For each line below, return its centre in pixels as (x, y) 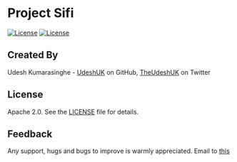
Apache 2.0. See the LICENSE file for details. (73, 112)
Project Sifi (41, 13)
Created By (33, 55)
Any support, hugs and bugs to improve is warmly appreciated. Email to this (118, 151)
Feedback (30, 134)
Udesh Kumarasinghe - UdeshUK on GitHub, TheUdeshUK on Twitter (109, 72)
